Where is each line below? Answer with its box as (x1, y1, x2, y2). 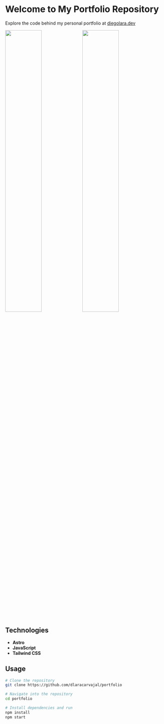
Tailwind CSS (12, 650, 41, 656)
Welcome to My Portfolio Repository (5, 4, 159, 15)
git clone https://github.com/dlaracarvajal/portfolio (5, 682, 122, 688)
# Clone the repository (5, 678, 55, 683)
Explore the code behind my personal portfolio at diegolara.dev (5, 20, 136, 26)
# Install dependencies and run (5, 705, 73, 710)
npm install (5, 710, 30, 715)
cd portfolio (5, 696, 33, 701)
